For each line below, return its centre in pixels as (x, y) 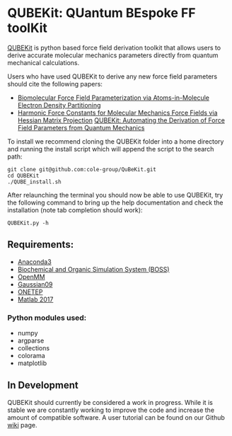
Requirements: (41, 245)
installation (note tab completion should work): (75, 210)
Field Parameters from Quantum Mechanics (81, 127)
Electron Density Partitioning (59, 105)
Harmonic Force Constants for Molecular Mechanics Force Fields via (117, 113)
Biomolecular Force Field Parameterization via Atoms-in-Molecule (114, 98)
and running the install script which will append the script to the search (111, 149)
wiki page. (22, 425)
